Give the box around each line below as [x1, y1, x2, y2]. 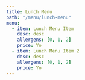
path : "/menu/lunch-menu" [6, 14, 71, 20]
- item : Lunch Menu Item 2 [11, 48, 80, 54]
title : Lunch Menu [6, 8, 52, 15]
